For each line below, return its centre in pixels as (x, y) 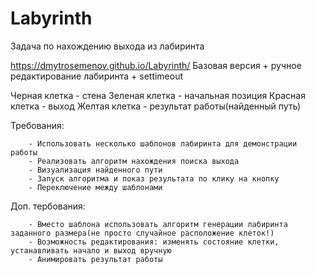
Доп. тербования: (48, 206)
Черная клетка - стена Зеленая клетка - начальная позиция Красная (158, 95)
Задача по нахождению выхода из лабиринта (107, 46)
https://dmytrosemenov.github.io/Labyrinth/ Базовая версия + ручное (156, 65)
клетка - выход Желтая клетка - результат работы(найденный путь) (156, 106)
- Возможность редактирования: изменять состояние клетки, (154, 242)
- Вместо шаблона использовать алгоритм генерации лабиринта (158, 224)
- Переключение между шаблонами (95, 187)
